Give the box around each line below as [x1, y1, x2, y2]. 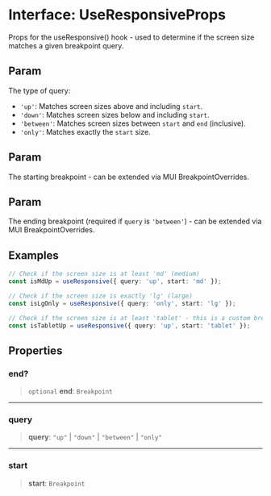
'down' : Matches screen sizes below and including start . [19, 110, 210, 119]
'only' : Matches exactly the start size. [19, 127, 151, 136]
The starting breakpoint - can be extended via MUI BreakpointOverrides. [8, 172, 250, 181]
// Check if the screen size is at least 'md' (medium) [8, 270, 200, 278]
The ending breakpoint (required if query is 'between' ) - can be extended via [8, 216, 262, 227]
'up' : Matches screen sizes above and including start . [19, 101, 203, 110]
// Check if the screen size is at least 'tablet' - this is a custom [8, 314, 251, 322]
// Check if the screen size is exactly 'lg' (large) [8, 292, 194, 300]
